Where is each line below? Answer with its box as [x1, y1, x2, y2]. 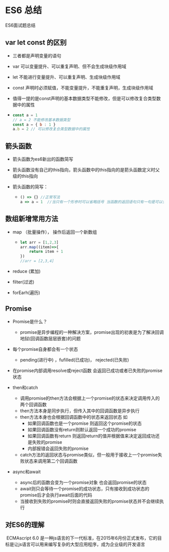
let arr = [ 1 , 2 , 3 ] [20, 240, 59, 245]
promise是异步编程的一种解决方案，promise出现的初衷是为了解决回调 [20, 329, 164, 335]
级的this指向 [12, 173, 38, 179]
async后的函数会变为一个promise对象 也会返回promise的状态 [20, 479, 147, 485]
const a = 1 [12, 113, 38, 118]
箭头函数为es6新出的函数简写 [12, 156, 74, 162]
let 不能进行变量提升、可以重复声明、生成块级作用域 [12, 74, 121, 80]
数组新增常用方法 [5, 215, 58, 223]
